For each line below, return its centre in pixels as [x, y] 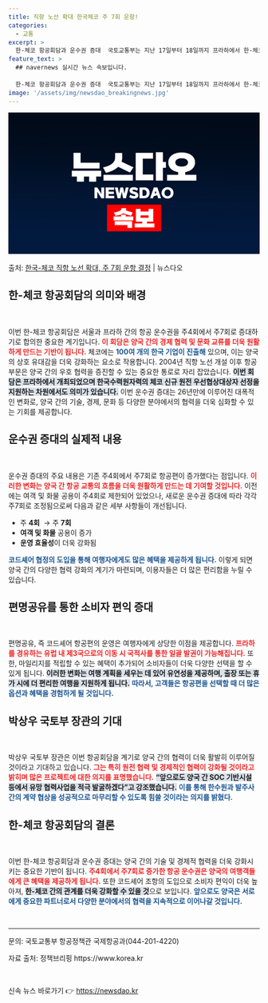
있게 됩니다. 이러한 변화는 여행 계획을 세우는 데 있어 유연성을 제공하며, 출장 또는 [130, 673]
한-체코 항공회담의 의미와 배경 [77, 296]
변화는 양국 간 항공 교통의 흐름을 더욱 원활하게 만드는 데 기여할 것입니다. [133, 486]
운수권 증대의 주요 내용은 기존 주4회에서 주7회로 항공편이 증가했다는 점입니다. [128, 475]
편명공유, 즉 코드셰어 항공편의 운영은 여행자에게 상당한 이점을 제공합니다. [121, 643]
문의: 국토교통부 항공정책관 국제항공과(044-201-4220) [94, 941]
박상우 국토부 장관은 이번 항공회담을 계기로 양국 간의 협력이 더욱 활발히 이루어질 [132, 757]
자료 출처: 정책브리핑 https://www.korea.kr [76, 958]
